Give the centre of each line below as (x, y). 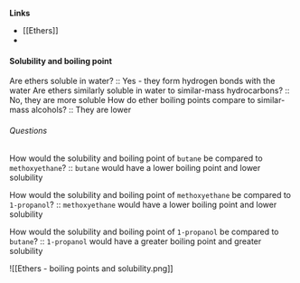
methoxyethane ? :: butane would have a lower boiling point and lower (135, 168)
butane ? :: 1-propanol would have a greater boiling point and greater (136, 241)
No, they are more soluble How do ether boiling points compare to (132, 100)
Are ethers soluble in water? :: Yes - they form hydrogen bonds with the (142, 81)
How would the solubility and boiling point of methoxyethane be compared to (150, 195)
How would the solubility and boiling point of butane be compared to (136, 158)
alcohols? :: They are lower (81, 110)
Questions (28, 130)
